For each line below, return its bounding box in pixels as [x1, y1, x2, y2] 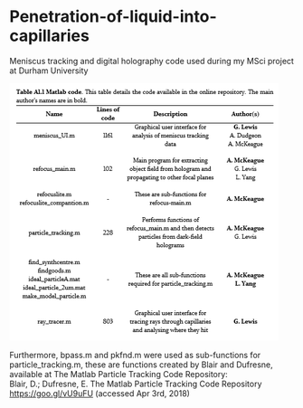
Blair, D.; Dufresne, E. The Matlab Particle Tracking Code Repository [9, 378, 262, 389]
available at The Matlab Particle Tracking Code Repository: [9, 368, 228, 379]
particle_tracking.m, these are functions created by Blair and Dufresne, [9, 359, 273, 370]
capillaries [9, 25, 90, 46]
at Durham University [9, 65, 89, 76]
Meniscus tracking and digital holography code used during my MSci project [9, 55, 294, 66]
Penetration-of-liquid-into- [9, 6, 217, 27]
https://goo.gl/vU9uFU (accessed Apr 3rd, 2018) [9, 387, 190, 399]
